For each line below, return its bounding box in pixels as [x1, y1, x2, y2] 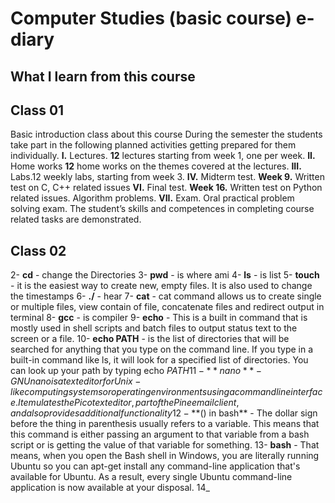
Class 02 [10, 242, 67, 259]
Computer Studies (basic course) [10, 7, 293, 30]
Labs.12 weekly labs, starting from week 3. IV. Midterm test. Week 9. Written [10, 171, 325, 183]
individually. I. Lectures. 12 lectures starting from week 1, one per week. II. [10, 150, 316, 162]
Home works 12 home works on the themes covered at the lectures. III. [10, 160, 302, 172]
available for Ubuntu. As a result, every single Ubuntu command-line [10, 471, 293, 483]
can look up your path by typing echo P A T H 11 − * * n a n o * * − [10, 365, 262, 377]
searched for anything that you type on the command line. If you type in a [10, 343, 314, 356]
